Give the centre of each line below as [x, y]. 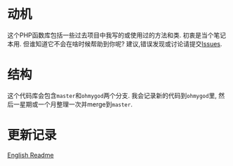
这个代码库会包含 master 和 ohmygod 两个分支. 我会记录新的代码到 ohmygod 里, [112, 95]
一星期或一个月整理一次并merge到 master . [73, 104]
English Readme [31, 155]
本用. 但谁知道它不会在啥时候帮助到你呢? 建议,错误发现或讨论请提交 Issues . [115, 43]
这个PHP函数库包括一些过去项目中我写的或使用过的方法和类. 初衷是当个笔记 [117, 35]
